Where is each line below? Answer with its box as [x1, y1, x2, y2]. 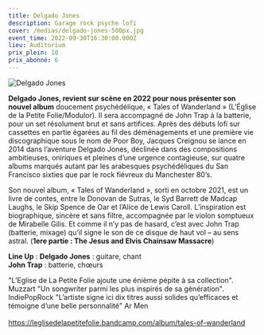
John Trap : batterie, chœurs [8, 260, 103, 270]
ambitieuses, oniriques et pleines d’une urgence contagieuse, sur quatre [8, 152, 245, 162]
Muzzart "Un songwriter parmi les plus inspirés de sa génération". [8, 284, 224, 294]
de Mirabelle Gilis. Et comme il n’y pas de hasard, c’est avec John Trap [8, 219, 239, 228]
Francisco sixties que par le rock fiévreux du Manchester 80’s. [8, 169, 212, 179]
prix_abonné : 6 [8, 57, 59, 65]
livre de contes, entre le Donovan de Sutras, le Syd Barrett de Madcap [8, 193, 238, 203]
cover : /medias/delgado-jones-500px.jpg [8, 26, 145, 34]
